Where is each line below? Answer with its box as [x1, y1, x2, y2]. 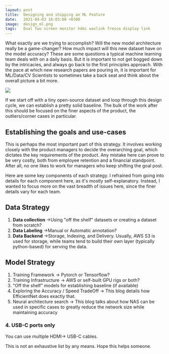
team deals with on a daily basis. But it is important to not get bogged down [5, 56, 163, 62]
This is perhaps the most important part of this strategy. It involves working [5, 141, 162, 147]
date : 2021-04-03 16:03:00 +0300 [5, 17, 80, 22]
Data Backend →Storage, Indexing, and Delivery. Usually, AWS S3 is [12, 233, 155, 239]
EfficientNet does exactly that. [12, 293, 76, 299]
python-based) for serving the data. [12, 243, 88, 249]
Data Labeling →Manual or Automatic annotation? [12, 227, 117, 233]
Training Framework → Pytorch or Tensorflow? [12, 272, 110, 278]
